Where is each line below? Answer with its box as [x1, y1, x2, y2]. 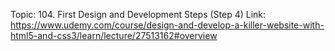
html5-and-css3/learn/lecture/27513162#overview [10, 30, 218, 41]
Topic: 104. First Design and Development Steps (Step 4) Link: [10, 9, 267, 20]
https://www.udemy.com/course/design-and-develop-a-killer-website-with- [10, 19, 325, 31]
